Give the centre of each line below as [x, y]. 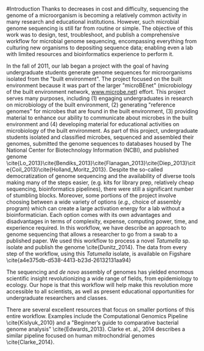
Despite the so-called [136, 169]
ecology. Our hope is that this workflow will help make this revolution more [100, 285]
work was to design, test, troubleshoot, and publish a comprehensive [93, 35]
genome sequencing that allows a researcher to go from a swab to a [92, 234]
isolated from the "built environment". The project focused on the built [94, 79]
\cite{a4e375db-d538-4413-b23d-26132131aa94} [69, 260]
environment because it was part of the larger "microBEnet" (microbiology [100, 85]
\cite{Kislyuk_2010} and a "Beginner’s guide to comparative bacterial [93, 323]
